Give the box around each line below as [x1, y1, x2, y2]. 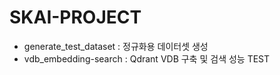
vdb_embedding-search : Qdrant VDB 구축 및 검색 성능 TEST [23, 52, 271, 65]
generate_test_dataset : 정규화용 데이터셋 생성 [23, 40, 209, 52]
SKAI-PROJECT [9, 6, 142, 29]
